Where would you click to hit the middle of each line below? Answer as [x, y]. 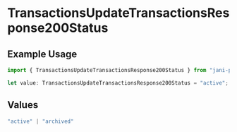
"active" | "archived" [41, 121]
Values [23, 105]
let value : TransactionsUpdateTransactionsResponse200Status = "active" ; [118, 83]
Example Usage [42, 54]
